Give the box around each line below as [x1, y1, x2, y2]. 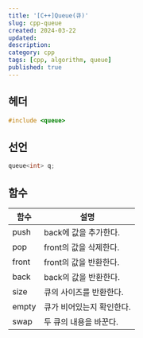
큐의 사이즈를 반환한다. [43, 286, 124, 297]
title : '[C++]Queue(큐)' [8, 11, 89, 20]
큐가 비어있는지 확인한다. [43, 301, 131, 313]
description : [8, 41, 52, 49]
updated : [8, 33, 37, 42]
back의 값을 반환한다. [43, 271, 121, 282]
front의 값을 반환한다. [43, 256, 120, 267]
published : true [8, 64, 62, 72]
